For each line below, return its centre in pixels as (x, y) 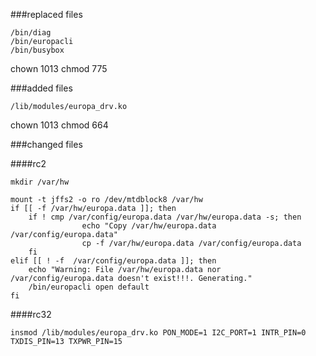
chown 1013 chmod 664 (59, 125)
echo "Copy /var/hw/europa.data (149, 226)
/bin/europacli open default (89, 287)
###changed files (46, 144)
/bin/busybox (37, 50)
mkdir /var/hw (40, 182)
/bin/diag (31, 33)
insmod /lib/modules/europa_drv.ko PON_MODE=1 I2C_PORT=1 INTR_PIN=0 (158, 333)
